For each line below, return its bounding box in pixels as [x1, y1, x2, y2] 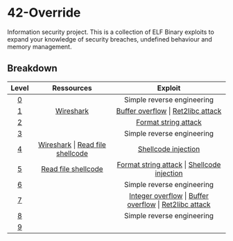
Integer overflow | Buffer [129, 190, 209, 200]
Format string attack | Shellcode [116, 159, 221, 169]
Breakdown [7, 62, 58, 74]
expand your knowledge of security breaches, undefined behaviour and [7, 35, 213, 43]
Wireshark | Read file [37, 140, 106, 150]
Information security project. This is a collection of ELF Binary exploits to [7, 28, 215, 36]
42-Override [7, 5, 81, 21]
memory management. [7, 42, 72, 51]
